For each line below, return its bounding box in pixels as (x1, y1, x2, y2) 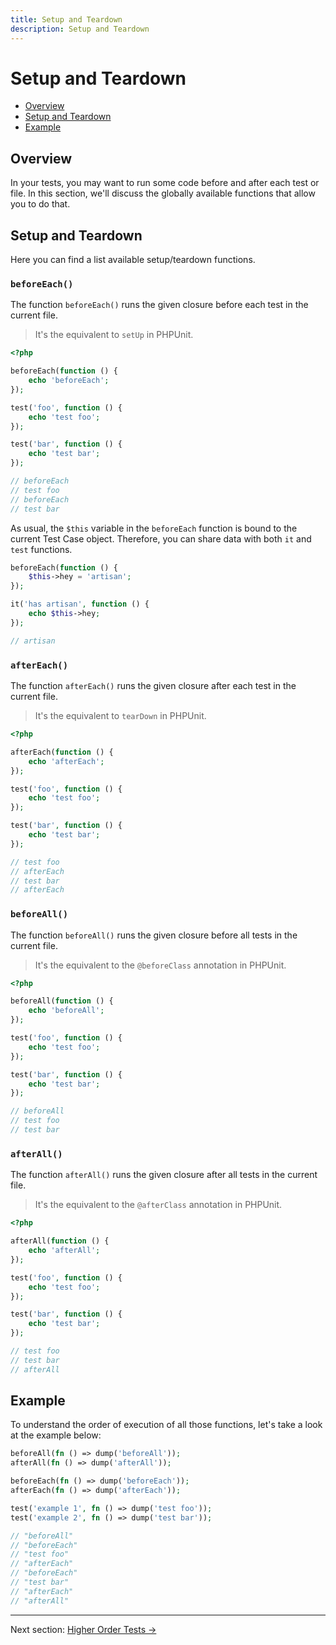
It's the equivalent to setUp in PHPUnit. (34, 329, 194, 341)
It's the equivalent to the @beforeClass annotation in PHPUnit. (34, 959, 287, 971)
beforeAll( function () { (10, 996, 114, 1006)
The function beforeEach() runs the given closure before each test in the (10, 299, 309, 311)
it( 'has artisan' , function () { (10, 599, 150, 610)
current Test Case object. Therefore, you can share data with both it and (10, 532, 312, 545)
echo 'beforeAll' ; (28, 1006, 105, 1016)
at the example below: (10, 1429, 102, 1441)
